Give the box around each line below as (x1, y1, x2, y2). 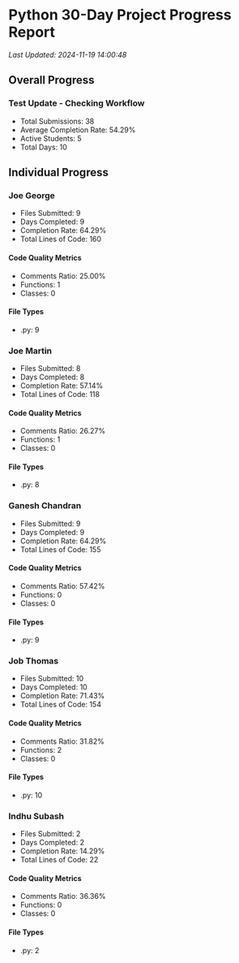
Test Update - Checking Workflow (8, 97, 145, 109)
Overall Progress (8, 73, 95, 87)
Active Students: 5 (19, 133, 83, 143)
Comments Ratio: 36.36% (19, 892, 106, 901)
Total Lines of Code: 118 (19, 390, 100, 399)
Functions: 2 (19, 745, 62, 754)
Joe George (8, 189, 55, 201)
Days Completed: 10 (19, 682, 87, 692)
